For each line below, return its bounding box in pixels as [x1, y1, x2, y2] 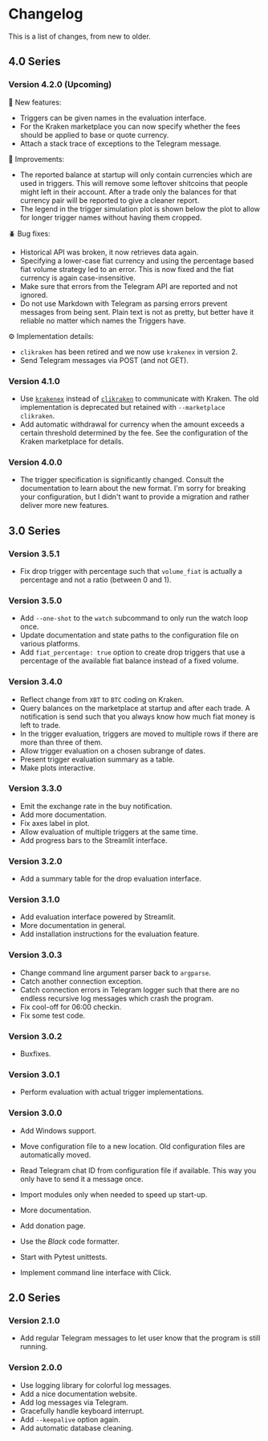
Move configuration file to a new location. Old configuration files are [19, 1141, 246, 1151]
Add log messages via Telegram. [19, 1398, 128, 1407]
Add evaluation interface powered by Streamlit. [19, 912, 177, 922]
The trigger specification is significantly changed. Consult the [19, 475, 225, 485]
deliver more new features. [19, 501, 110, 510]
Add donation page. [19, 1220, 86, 1230]
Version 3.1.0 [8, 894, 60, 906]
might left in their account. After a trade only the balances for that [19, 187, 237, 196]
